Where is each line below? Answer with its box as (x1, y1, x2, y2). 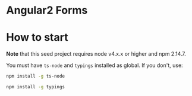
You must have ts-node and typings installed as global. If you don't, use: (6, 62, 183, 69)
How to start (6, 31, 68, 44)
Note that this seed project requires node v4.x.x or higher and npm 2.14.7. (6, 50, 186, 57)
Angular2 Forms (6, 4, 88, 17)
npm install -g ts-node (6, 73, 65, 79)
